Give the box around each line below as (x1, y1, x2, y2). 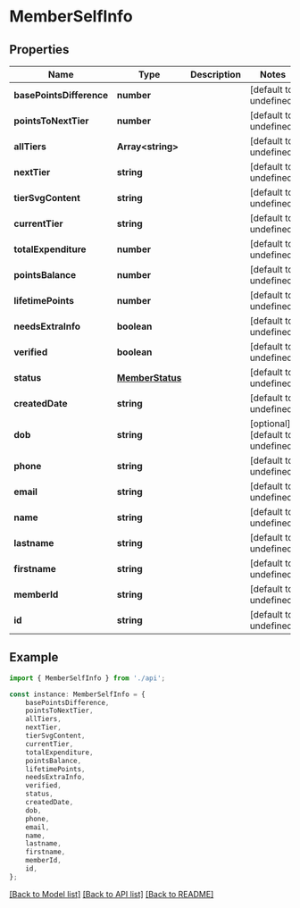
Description (190, 69, 241, 80)
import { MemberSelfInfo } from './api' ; (9, 673, 166, 683)
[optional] (249, 417, 291, 430)
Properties (9, 42, 70, 57)
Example (9, 650, 59, 665)
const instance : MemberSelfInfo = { (9, 690, 146, 699)
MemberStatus (116, 372, 182, 383)
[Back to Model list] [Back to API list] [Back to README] (9, 888, 214, 899)
